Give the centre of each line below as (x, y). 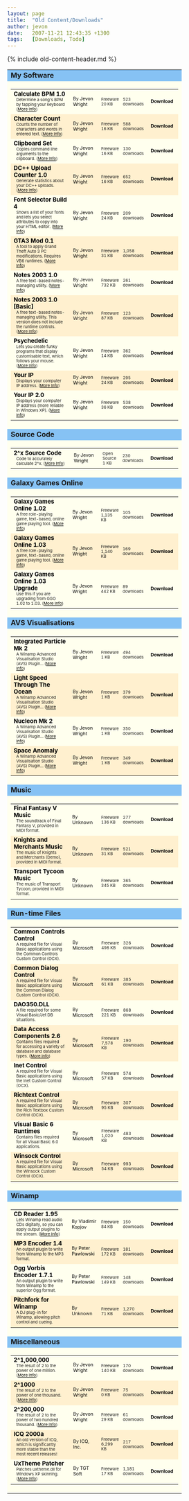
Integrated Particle (40, 641)
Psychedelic (31, 341)
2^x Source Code (38, 453)
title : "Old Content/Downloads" (55, 20)
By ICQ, (81, 1441)
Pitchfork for (31, 1300)
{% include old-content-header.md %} (62, 59)
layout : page (26, 14)
